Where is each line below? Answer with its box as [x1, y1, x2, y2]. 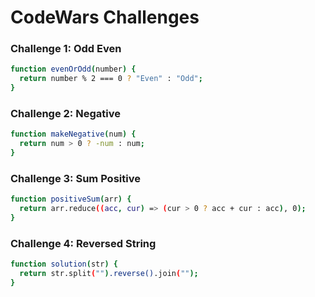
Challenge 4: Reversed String [10, 236, 157, 250]
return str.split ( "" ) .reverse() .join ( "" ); [19, 269, 199, 279]
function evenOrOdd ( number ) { [10, 64, 137, 75]
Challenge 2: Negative [10, 107, 121, 121]
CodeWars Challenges [10, 6, 200, 29]
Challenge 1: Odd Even [10, 42, 122, 56]
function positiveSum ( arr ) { [10, 194, 132, 205]
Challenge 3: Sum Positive [10, 171, 141, 185]
